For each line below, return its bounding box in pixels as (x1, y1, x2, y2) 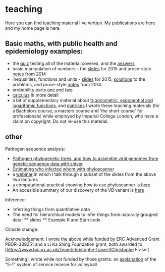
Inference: (5, 197, 26, 203)
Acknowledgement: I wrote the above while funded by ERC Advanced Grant (5, 236, 160, 242)
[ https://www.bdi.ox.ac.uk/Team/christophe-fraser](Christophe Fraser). (5, 246, 151, 252)
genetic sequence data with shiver (12, 161, 83, 166)
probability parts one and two (12, 87, 73, 93)
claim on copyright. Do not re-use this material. (12, 118, 109, 124)
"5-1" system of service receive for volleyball (5, 261, 97, 267)
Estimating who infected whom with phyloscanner (12, 166, 114, 172)
